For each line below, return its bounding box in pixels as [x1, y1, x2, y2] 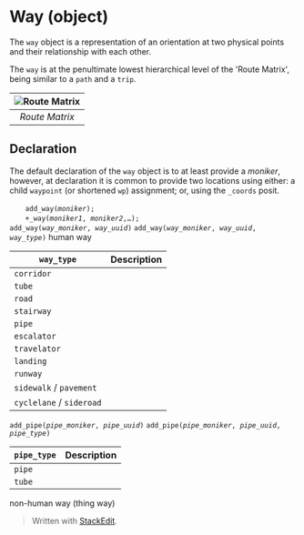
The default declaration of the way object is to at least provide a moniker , [9, 166, 280, 177]
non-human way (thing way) [9, 498, 116, 509]
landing [14, 356, 47, 366]
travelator [14, 343, 61, 354]
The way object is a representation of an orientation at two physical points [9, 36, 285, 47]
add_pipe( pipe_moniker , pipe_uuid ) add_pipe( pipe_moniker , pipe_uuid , [9, 420, 281, 429]
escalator [14, 330, 56, 341]
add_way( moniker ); [25, 204, 96, 213]
